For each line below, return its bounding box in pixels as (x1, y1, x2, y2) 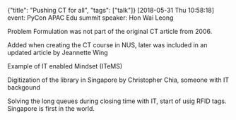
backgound (7, 83, 41, 91)
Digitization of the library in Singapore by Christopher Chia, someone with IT (7, 76, 230, 84)
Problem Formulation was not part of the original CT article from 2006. (7, 28, 213, 35)
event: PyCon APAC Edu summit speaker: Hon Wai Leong (7, 13, 174, 22)
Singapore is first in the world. (7, 104, 95, 112)
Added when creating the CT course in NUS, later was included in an (7, 41, 208, 49)
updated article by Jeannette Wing (7, 49, 108, 56)
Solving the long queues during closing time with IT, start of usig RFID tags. (7, 97, 227, 105)
